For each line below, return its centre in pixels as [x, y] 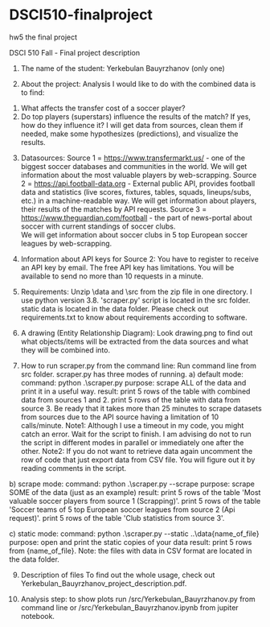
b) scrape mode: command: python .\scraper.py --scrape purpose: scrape [132, 484]
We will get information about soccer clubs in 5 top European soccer [134, 234]
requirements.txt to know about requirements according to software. [134, 317]
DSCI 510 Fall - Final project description [74, 52]
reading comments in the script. [74, 468]
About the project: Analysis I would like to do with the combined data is [138, 84]
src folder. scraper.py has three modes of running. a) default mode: [132, 374]
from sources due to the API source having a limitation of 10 [120, 417]
